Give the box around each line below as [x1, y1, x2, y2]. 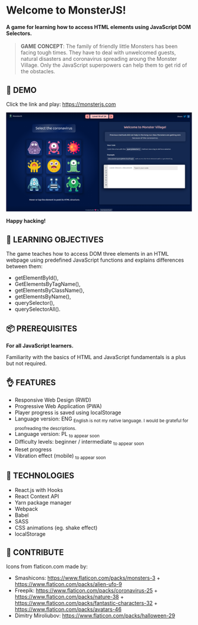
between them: [6, 263, 43, 270]
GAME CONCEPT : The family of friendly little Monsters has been [20, 43, 178, 50]
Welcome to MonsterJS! [6, 4, 127, 17]
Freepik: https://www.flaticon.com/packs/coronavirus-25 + [14, 587, 158, 594]
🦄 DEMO [6, 85, 37, 95]
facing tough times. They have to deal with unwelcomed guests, [20, 49, 176, 56]
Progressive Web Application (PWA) [14, 402, 102, 409]
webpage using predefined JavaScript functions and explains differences [6, 256, 184, 263]
